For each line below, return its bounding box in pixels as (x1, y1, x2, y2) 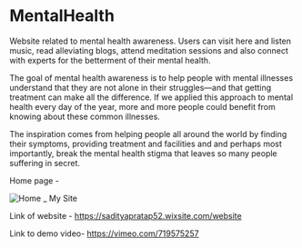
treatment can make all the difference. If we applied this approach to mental (9, 92, 294, 103)
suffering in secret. (9, 157, 80, 168)
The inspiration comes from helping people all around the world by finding (9, 128, 287, 139)
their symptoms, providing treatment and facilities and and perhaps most (9, 138, 282, 149)
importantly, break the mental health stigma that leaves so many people (9, 147, 277, 159)
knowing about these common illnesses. (9, 111, 161, 122)
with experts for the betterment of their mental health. (9, 55, 211, 65)
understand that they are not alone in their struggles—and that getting (9, 82, 272, 93)
